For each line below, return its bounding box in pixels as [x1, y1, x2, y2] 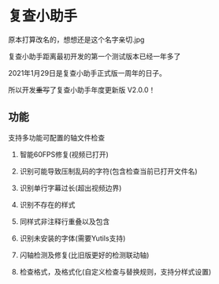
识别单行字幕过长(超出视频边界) [19, 183, 122, 192]
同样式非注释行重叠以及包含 [19, 216, 110, 226]
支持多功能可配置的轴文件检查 [8, 133, 105, 142]
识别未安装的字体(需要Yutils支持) [19, 234, 126, 243]
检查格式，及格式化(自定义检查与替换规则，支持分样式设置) [19, 267, 212, 276]
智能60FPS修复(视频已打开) [19, 149, 109, 159]
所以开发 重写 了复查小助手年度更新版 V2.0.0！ [8, 84, 156, 95]
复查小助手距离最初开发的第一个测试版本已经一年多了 [8, 51, 181, 61]
